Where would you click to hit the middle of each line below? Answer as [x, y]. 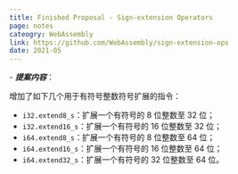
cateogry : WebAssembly [51, 34]
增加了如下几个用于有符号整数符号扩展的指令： [95, 96]
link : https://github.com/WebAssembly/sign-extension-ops [119, 42]
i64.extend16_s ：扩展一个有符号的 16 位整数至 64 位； [122, 149]
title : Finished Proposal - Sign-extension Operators [111, 17]
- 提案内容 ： [32, 78]
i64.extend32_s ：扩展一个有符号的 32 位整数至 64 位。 [123, 160]
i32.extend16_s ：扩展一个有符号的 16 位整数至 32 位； [122, 127]
